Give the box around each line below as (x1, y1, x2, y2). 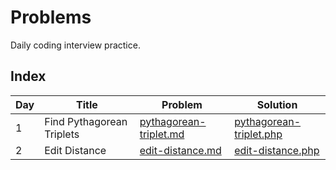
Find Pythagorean (44, 114, 128, 128)
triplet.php (234, 127, 283, 141)
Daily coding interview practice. (10, 39, 141, 51)
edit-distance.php (234, 143, 320, 157)
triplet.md (139, 127, 185, 141)
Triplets (44, 127, 80, 141)
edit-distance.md (139, 143, 222, 157)
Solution (256, 97, 298, 111)
